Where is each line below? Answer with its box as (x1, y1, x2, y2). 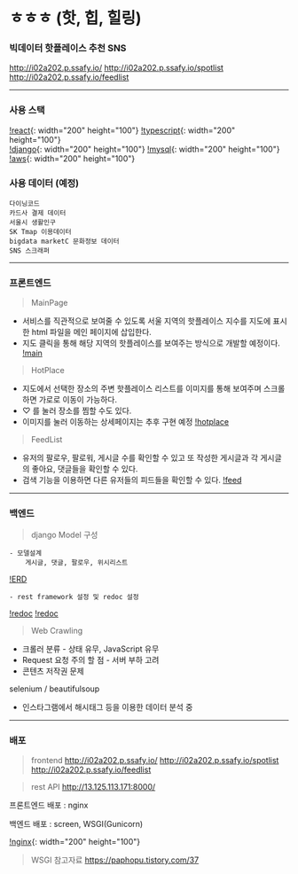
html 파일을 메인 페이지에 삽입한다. (31, 327, 153, 338)
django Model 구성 (30, 529, 98, 540)
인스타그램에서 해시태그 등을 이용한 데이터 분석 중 (21, 701, 193, 712)
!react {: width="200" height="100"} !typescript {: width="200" (9, 125, 236, 136)
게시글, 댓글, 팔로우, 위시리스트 (25, 558, 129, 567)
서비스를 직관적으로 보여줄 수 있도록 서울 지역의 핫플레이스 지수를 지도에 (21, 316, 271, 326)
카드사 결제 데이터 (9, 209, 67, 218)
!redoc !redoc (9, 608, 59, 619)
